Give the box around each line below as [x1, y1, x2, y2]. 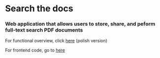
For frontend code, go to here [5, 47, 65, 53]
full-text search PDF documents [5, 27, 83, 33]
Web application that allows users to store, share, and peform [5, 21, 156, 28]
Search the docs [5, 3, 73, 14]
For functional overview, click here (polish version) [5, 38, 107, 44]
